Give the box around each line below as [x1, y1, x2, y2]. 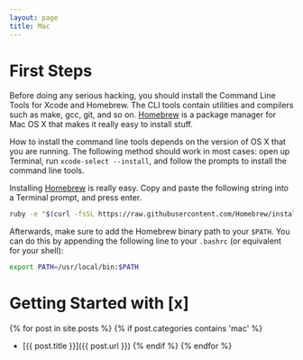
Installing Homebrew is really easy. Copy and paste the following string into [9, 182, 289, 194]
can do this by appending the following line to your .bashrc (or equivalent [9, 235, 282, 246]
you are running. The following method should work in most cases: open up [9, 146, 290, 157]
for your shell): [9, 245, 64, 256]
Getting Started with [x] [9, 293, 189, 314]
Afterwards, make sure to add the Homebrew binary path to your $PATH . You [9, 226, 290, 237]
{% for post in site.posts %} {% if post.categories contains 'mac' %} [9, 323, 263, 334]
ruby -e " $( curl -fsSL [9, 209, 95, 219]
